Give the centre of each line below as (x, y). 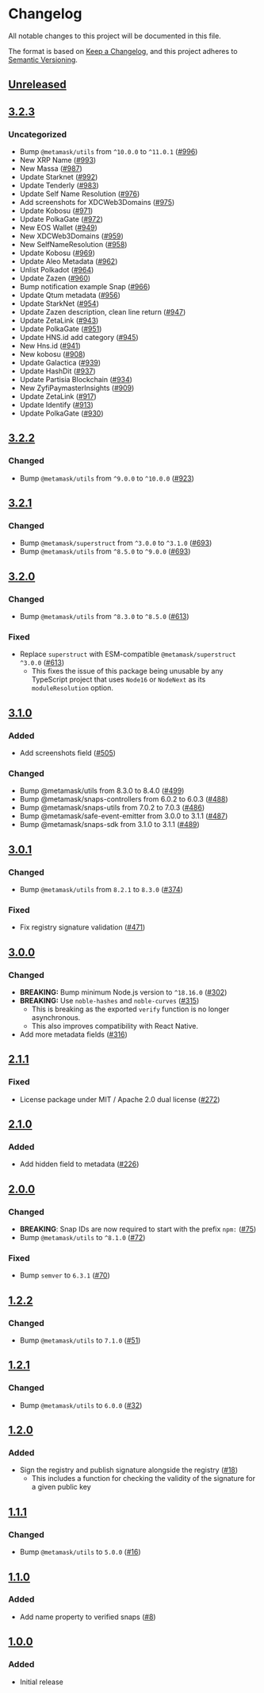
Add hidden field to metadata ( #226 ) (79, 1164)
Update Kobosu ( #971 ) (56, 211)
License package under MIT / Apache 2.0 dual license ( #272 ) (120, 1099)
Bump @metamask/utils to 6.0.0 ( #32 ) (81, 1405)
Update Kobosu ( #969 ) (57, 253)
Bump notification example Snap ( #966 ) (85, 287)
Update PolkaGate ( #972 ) (61, 219)
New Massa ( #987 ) (51, 168)
